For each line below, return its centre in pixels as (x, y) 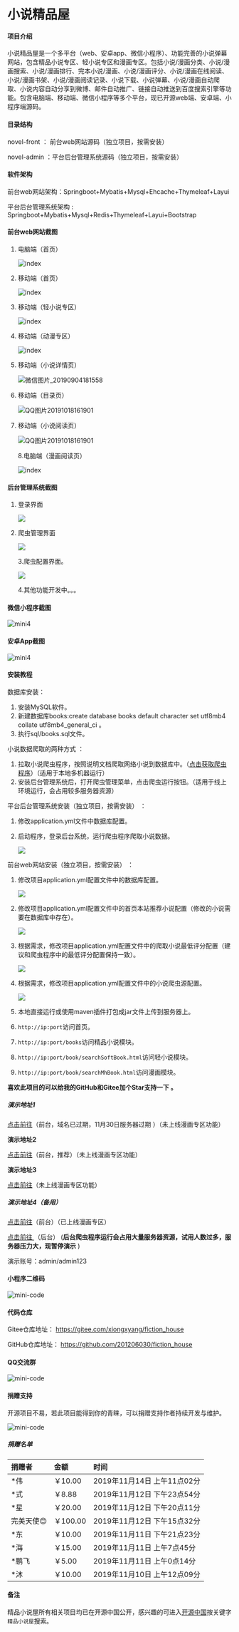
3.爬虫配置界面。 (42, 562)
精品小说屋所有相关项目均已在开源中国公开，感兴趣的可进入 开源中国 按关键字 (119, 1612)
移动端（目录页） (43, 395)
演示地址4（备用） (34, 1202)
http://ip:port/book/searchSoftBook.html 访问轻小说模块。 (105, 1057)
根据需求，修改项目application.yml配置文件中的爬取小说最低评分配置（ (121, 946)
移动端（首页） (39, 278)
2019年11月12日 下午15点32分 (147, 1521)
